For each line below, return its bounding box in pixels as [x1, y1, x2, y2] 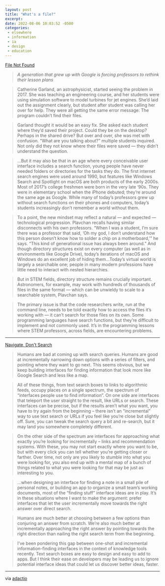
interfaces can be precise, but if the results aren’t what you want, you [17, 402, 158, 409]
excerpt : [5, 16, 23, 21]
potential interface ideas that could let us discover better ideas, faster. [17, 561, 159, 567]
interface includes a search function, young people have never [17, 163, 144, 169]
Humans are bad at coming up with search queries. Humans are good [17, 351, 158, 357]
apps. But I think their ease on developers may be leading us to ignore [17, 556, 159, 562]
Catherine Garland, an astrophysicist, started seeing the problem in [17, 86, 153, 92]
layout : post [5, 7, 32, 12]
